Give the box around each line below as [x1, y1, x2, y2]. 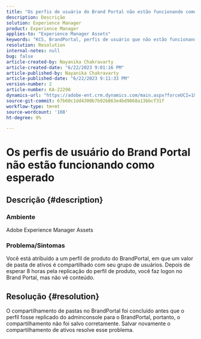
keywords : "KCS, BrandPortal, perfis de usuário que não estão [6, 37, 167, 43]
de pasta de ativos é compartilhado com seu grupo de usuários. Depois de [6, 261, 190, 268]
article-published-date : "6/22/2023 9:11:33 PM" [6, 75, 130, 81]
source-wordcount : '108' [6, 109, 68, 115]
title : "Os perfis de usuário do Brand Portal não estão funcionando [6, 8, 184, 15]
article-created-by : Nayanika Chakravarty [6, 59, 114, 65]
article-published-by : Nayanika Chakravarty [6, 70, 119, 76]
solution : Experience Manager [6, 20, 82, 26]
